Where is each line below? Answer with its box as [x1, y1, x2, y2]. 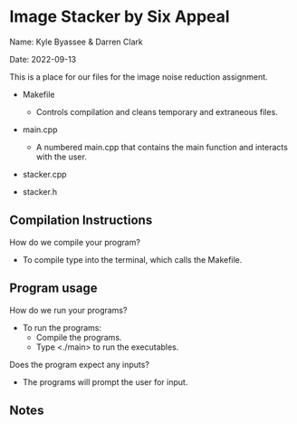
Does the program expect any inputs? [9, 359, 149, 370]
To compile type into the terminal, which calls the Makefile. [22, 254, 243, 265]
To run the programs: [22, 322, 102, 332]
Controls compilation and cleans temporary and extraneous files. [35, 106, 278, 117]
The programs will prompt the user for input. [22, 376, 188, 387]
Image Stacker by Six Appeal [9, 6, 230, 27]
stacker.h [22, 186, 57, 197]
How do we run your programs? [9, 304, 128, 315]
